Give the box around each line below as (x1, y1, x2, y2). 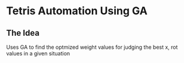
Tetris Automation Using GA (6, 4, 148, 18)
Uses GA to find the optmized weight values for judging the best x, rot (6, 43, 178, 51)
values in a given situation (6, 50, 70, 57)
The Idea (6, 28, 40, 38)
